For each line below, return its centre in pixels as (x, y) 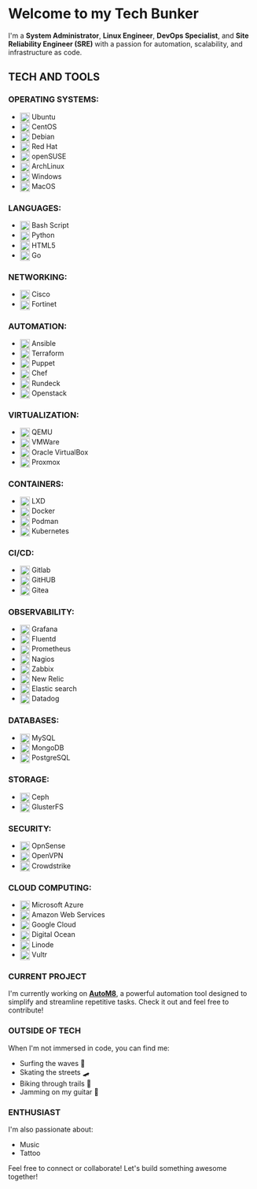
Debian (43, 136)
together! (23, 1176)
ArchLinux (48, 166)
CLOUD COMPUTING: (50, 887)
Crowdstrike (51, 866)
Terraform (48, 353)
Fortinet (44, 304)
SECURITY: (30, 828)
